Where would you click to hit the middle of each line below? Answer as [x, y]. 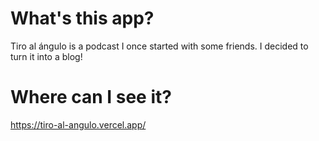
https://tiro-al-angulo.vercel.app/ [78, 124]
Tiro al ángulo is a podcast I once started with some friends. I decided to [159, 46]
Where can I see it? [91, 97]
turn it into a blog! [46, 56]
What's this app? [82, 18]
